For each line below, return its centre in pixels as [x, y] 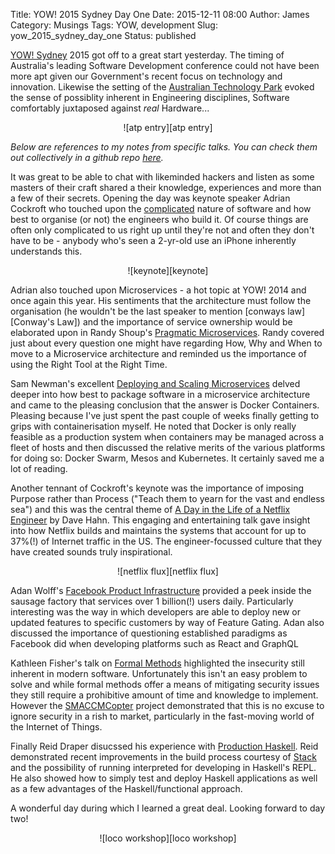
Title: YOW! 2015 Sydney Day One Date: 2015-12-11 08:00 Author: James [160, 14]
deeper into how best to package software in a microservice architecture [160, 394]
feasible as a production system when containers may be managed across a [167, 437]
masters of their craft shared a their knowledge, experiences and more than [166, 187]
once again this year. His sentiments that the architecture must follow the [161, 300]
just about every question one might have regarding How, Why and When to [166, 343]
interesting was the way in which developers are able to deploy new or [155, 612]
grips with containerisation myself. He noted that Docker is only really [153, 426]
